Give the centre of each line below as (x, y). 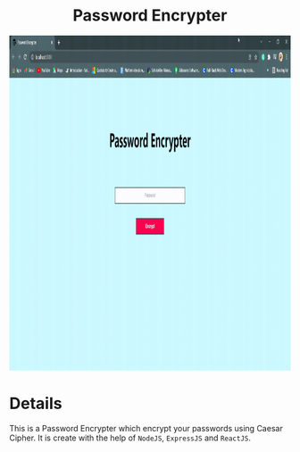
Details (36, 404)
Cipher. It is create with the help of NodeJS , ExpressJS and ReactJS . (130, 438)
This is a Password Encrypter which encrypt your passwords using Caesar (146, 428)
